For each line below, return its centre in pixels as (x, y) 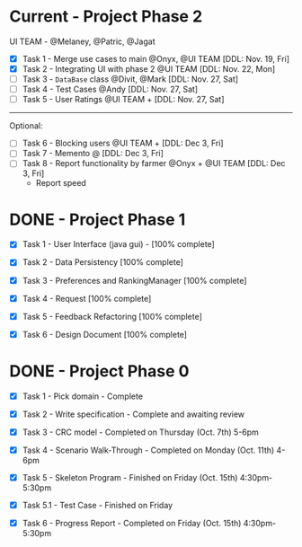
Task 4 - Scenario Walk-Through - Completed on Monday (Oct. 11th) (148, 450)
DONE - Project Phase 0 (99, 371)
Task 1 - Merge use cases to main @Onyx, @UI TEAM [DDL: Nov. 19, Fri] (156, 58)
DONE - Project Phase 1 (98, 220)
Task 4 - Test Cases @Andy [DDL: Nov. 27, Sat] (110, 89)
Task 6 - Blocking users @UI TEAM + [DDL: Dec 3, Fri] (123, 143)
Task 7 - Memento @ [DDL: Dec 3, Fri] (93, 154)
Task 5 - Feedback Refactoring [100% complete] (112, 316)
